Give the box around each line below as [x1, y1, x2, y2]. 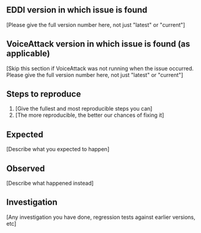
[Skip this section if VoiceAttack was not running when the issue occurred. [6, 64, 194, 72]
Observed [6, 163, 45, 174]
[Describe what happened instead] [6, 180, 94, 187]
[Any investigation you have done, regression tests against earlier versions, [6, 213, 196, 221]
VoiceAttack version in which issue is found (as [6, 39, 191, 50]
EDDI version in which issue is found [6, 5, 148, 15]
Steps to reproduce [6, 89, 81, 100]
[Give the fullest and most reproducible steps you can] [15, 105, 153, 113]
